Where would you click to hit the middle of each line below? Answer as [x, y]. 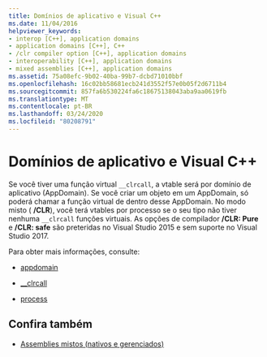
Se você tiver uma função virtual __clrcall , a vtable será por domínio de [130, 184]
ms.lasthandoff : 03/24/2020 [56, 114]
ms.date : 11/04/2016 [43, 24]
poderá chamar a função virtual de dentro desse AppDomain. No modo [127, 201]
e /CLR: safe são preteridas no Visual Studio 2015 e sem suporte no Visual [133, 227]
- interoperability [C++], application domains [90, 62]
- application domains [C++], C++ [67, 46]
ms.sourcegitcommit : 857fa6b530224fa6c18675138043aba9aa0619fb [118, 91]
